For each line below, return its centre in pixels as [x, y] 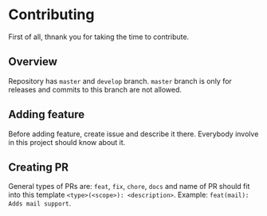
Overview [33, 62]
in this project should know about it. [67, 142]
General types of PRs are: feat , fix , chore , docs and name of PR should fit [129, 187]
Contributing [51, 15]
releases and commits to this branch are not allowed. [95, 89]
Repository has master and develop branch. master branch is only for [120, 81]
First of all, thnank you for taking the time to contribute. [99, 37]
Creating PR [39, 167]
